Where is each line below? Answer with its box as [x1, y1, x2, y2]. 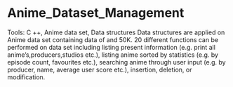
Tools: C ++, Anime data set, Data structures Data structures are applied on [7, 28, 225, 36]
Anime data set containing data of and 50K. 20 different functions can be [7, 35, 219, 43]
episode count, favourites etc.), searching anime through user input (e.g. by [7, 58, 226, 66]
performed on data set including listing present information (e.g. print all [7, 43, 216, 51]
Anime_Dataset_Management [7, 5, 185, 21]
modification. [7, 72, 46, 81]
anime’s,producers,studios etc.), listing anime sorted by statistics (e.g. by [7, 51, 219, 59]
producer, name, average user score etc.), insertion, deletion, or [7, 65, 192, 74]
